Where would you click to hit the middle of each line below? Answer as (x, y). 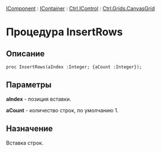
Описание (25, 53)
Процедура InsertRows (64, 32)
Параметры (29, 85)
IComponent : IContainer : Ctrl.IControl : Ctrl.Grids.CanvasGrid (80, 8)
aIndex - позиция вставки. (39, 99)
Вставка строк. (25, 143)
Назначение (29, 129)
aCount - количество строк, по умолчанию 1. (62, 110)
